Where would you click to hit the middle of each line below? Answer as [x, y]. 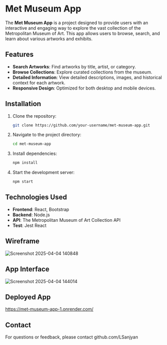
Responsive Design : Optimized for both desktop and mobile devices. [84, 88]
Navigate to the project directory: [47, 135]
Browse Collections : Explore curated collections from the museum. [82, 72]
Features [19, 55]
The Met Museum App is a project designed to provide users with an [77, 23]
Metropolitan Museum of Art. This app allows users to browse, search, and [82, 33]
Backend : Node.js [31, 215]
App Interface [27, 269]
